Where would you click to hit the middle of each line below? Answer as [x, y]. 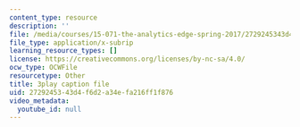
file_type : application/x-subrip [71, 42]
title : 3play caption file [59, 84]
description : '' [39, 26]
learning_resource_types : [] [63, 51]
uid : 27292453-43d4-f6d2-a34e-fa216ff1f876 [92, 92]
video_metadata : [39, 101]
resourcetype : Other [48, 76]
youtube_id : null [50, 109]
